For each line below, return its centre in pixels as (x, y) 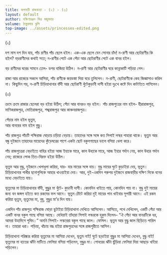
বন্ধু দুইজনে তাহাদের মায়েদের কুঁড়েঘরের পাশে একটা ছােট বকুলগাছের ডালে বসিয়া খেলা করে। (69, 141)
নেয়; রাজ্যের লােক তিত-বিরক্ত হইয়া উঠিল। (35, 157)
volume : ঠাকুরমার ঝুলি (22, 24)
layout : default (22, 15)
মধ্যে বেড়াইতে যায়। (19, 178)
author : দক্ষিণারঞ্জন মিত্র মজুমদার (29, 19)
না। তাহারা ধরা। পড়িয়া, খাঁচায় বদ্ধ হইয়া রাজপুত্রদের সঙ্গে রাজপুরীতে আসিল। (59, 226)
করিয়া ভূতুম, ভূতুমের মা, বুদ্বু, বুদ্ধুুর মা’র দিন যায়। (39, 199)
